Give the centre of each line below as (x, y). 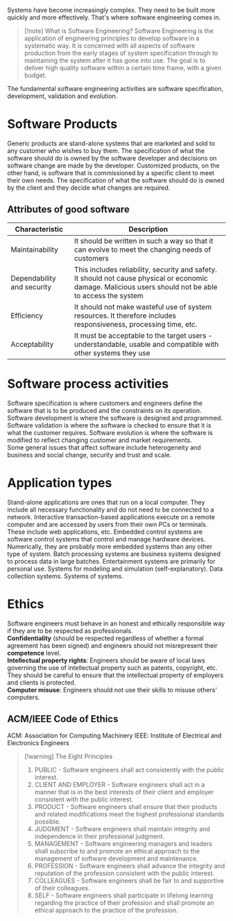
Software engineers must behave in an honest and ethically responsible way (116, 623)
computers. (24, 697)
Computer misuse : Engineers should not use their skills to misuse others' (112, 690)
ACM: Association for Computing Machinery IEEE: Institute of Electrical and (114, 735)
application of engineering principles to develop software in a (112, 38)
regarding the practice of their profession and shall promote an (124, 903)
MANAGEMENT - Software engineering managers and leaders (123, 844)
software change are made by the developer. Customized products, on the (113, 165)
